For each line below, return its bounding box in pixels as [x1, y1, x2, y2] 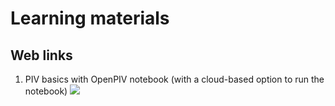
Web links [10, 47, 73, 64]
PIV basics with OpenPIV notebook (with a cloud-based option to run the [24, 73, 325, 85]
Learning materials [10, 7, 170, 30]
